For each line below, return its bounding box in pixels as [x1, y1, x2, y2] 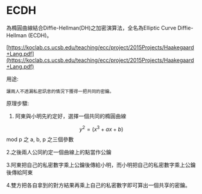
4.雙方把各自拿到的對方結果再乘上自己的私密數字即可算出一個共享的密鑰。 [6, 181, 191, 189]
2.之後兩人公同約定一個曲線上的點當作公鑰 [6, 148, 112, 156]
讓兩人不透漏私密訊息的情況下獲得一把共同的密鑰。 [6, 88, 115, 94]
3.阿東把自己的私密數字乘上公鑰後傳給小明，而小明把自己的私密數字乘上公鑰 [6, 161, 196, 168]
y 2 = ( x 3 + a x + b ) [79, 124, 124, 133]
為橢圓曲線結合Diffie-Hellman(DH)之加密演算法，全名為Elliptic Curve [6, 24, 177, 31]
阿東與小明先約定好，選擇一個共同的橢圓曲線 [14, 112, 127, 120]
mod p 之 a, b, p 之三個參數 [6, 136, 74, 143]
